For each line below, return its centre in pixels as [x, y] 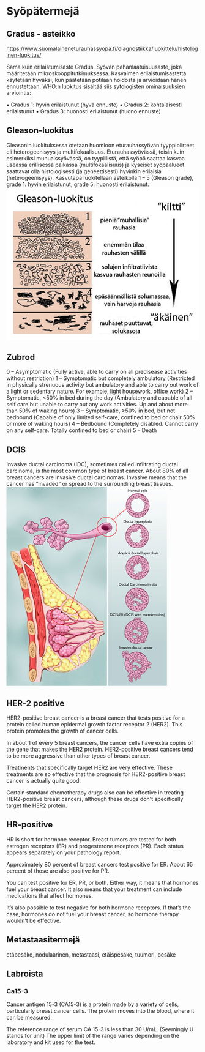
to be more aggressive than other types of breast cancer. [78, 756]
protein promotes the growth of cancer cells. [63, 731]
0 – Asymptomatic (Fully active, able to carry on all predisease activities [97, 372]
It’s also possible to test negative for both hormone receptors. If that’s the [99, 908]
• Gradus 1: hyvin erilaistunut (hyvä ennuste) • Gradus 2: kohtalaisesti [94, 105]
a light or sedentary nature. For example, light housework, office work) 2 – [100, 391]
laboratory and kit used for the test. [51, 1042]
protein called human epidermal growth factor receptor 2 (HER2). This [95, 724]
